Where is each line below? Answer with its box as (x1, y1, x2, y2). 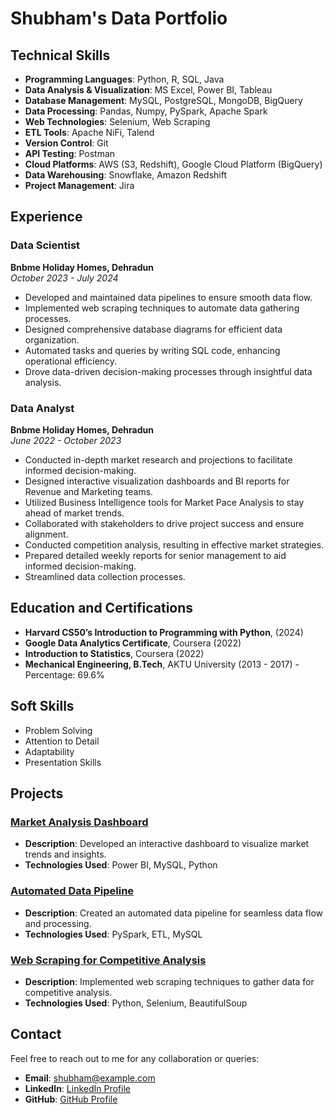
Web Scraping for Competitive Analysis (10, 953, 207, 967)
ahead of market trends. (24, 507, 125, 519)
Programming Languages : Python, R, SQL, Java (24, 73, 225, 85)
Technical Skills (10, 47, 111, 64)
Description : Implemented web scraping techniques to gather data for (24, 975, 315, 987)
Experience (10, 208, 83, 226)
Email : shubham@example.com (24, 1072, 156, 1084)
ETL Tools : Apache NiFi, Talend (24, 127, 155, 138)
